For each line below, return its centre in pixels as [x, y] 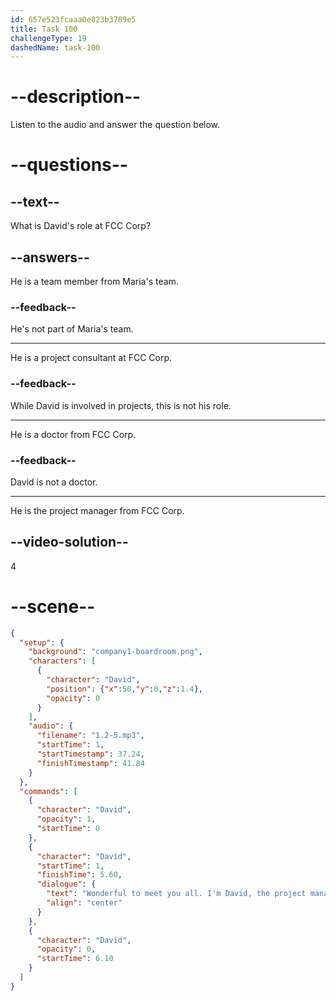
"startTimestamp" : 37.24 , [90, 754]
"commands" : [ [48, 791]
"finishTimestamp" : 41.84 [90, 763]
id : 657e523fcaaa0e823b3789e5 [73, 19]
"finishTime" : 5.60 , [79, 875]
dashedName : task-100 [55, 47]
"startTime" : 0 [68, 829]
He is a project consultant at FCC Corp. [91, 358]
